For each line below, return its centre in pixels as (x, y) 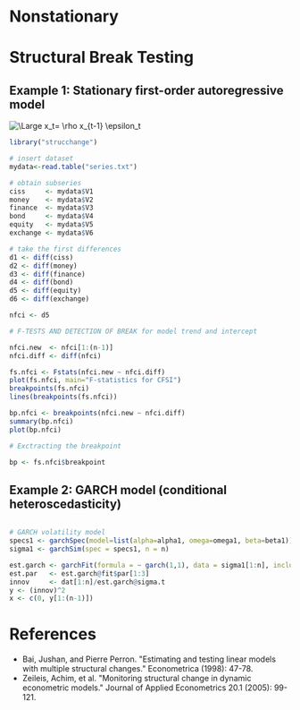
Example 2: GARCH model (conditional (118, 490)
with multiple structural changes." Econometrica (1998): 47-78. (137, 669)
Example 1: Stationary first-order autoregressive (146, 90)
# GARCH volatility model (57, 533)
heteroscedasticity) (66, 504)
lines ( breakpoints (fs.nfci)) (63, 397)
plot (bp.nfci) (36, 430)
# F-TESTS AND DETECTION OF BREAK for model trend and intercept (133, 331)
